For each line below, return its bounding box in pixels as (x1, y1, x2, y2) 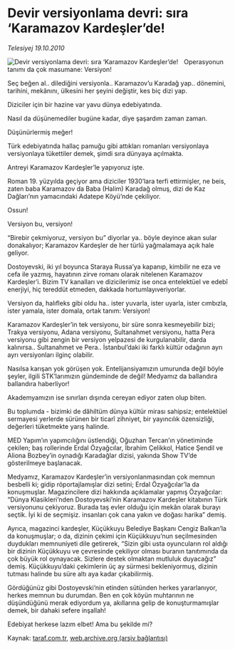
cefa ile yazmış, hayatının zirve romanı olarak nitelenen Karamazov (7, 269, 203, 279)
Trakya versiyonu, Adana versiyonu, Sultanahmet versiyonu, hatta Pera (7, 328, 215, 336)
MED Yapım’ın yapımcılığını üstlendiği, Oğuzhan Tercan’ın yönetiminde (7, 436, 214, 445)
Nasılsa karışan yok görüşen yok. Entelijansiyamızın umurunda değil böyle (7, 364, 224, 373)
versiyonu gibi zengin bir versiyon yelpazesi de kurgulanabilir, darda (7, 335, 207, 343)
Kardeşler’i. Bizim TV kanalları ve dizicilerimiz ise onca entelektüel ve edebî (7, 277, 228, 286)
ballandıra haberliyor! (7, 379, 70, 388)
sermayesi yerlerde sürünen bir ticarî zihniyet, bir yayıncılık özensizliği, (7, 415, 215, 423)
